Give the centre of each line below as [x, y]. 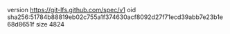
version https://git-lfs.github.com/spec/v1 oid [72, 10]
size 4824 [50, 24]
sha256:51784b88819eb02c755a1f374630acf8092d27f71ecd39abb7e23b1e [115, 17]
